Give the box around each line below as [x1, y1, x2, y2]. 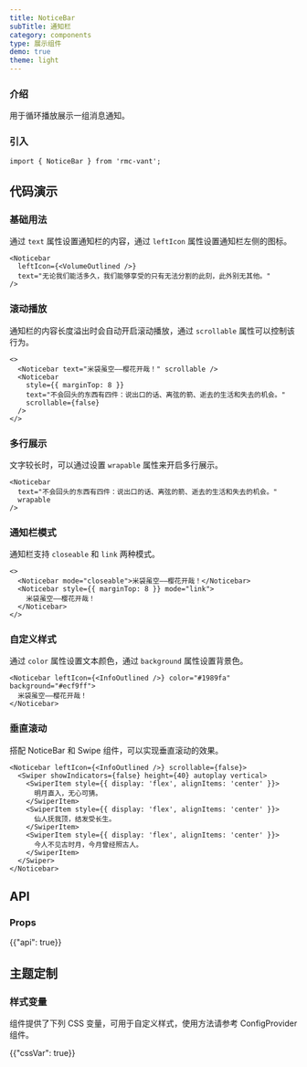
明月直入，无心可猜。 [33, 788, 102, 798]
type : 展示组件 [9, 38, 62, 48]
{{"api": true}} [9, 937, 62, 948]
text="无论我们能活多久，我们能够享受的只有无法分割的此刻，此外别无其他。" [17, 271, 271, 281]
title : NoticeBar [9, 13, 76, 23]
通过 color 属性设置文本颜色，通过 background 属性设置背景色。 [9, 655, 249, 667]
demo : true [9, 48, 51, 57]
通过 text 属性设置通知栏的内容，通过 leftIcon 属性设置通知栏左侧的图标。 [9, 236, 292, 247]
